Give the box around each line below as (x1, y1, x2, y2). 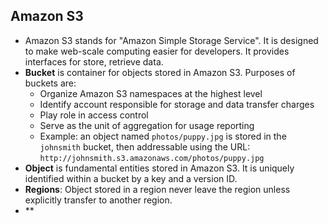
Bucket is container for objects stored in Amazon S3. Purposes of (24, 66, 296, 78)
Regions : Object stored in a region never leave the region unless (24, 183, 291, 195)
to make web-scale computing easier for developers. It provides (24, 45, 290, 57)
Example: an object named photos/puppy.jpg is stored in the (39, 130, 287, 142)
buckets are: (24, 77, 77, 89)
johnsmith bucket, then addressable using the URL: (39, 140, 251, 153)
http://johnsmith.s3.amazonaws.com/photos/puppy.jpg (39, 153, 265, 163)
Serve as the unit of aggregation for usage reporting (39, 119, 255, 131)
